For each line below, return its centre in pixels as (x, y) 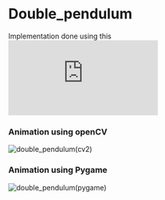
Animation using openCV (58, 131)
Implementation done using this (60, 36)
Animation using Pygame (58, 170)
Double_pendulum (71, 14)
